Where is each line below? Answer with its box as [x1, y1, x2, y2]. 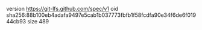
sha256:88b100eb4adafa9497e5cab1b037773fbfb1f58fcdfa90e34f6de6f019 [6, 11, 197, 19]
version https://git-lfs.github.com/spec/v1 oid [6, 5, 119, 12]
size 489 [27, 18, 49, 25]
